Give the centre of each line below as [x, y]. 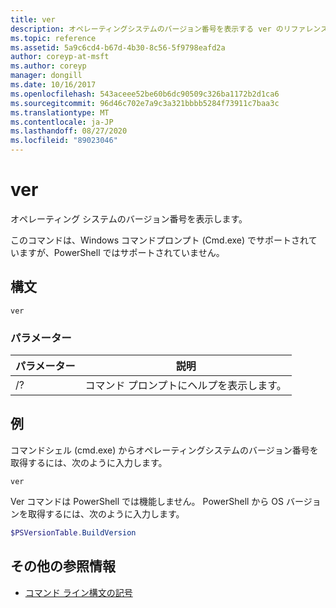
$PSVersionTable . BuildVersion [73, 532]
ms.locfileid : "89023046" [64, 141]
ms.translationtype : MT [60, 112]
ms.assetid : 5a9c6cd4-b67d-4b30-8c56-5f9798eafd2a [118, 47]
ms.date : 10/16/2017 [53, 85]
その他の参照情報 [63, 566]
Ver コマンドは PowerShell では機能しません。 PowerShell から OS [147, 501]
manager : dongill [46, 76]
